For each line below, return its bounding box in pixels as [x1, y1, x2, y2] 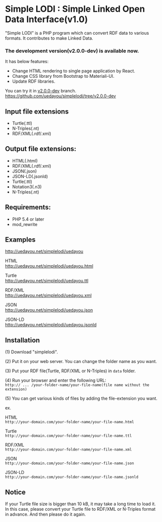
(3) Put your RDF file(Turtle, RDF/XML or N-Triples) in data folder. [5, 368, 136, 374]
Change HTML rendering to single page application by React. [12, 68, 136, 74]
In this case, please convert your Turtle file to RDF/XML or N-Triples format [5, 506, 156, 512]
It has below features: [5, 59, 49, 65]
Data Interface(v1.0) [5, 14, 88, 25]
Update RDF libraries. [12, 78, 55, 84]
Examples [5, 236, 36, 244]
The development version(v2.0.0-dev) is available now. [5, 47, 139, 54]
